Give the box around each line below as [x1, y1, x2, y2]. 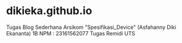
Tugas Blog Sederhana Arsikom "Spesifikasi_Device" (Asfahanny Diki [6, 24, 177, 31]
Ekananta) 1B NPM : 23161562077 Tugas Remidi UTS [6, 29, 135, 37]
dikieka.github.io [6, 4, 92, 18]
